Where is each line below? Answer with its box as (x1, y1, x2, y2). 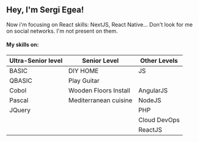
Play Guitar (68, 77, 100, 85)
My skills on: (6, 41, 39, 48)
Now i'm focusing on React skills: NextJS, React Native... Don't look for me (6, 21, 193, 28)
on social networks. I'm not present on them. (6, 27, 118, 34)
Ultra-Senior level (9, 57, 62, 65)
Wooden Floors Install (68, 86, 130, 95)
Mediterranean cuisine (68, 96, 133, 105)
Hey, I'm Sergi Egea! (6, 5, 84, 15)
